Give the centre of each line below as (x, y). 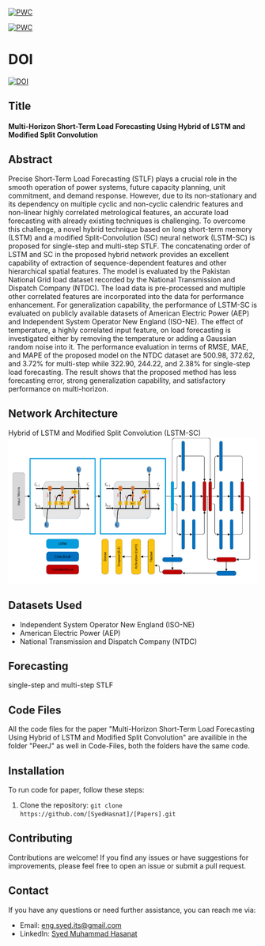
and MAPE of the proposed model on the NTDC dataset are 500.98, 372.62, (132, 355)
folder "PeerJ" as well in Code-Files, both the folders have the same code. (129, 746)
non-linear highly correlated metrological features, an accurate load (119, 212)
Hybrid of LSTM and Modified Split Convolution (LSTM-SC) (105, 433)
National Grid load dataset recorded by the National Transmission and (122, 279)
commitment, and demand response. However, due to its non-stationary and (132, 195)
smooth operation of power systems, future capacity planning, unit (117, 187)
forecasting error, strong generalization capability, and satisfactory (117, 380)
